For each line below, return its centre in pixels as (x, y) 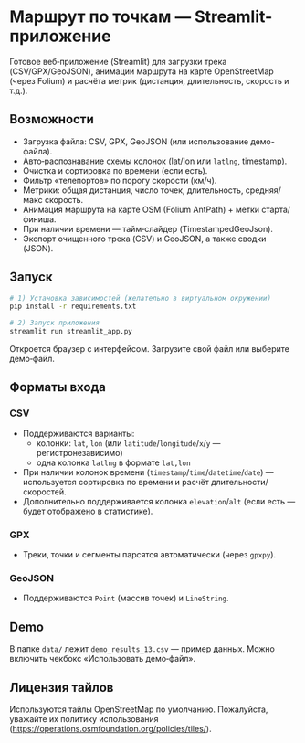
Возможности (52, 119)
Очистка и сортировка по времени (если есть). (115, 170)
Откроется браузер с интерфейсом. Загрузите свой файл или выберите (149, 349)
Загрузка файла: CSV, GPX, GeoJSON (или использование (136, 141)
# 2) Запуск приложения (55, 323)
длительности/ (240, 482)
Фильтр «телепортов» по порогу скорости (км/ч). (120, 180)
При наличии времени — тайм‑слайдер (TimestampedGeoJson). (148, 228)
